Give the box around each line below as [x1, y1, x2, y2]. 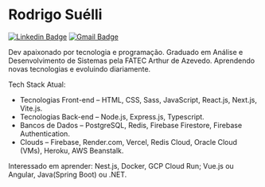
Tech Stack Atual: [8, 80, 66, 89]
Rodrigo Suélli [8, 6, 103, 24]
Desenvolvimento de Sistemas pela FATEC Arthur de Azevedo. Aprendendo [8, 56, 255, 65]
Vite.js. [19, 103, 43, 113]
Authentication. [19, 129, 70, 138]
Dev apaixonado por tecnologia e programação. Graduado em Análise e [8, 47, 244, 56]
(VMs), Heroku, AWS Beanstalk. [19, 146, 124, 155]
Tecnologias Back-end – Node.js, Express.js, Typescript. [19, 111, 205, 121]
